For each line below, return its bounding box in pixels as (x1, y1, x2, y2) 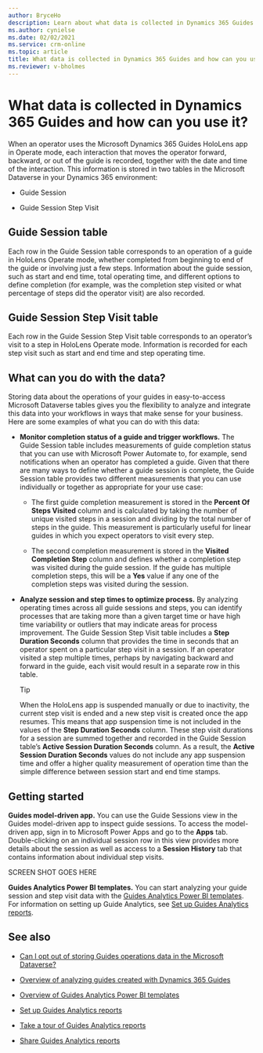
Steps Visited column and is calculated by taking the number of (31, 506, 237, 515)
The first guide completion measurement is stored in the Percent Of (31, 498, 250, 507)
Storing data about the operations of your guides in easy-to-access (8, 392, 225, 401)
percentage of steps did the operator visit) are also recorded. (8, 288, 206, 298)
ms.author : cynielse (8, 26, 76, 34)
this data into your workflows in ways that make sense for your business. (8, 409, 243, 419)
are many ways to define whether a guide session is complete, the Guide (19, 466, 254, 475)
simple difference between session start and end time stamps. (19, 767, 221, 777)
